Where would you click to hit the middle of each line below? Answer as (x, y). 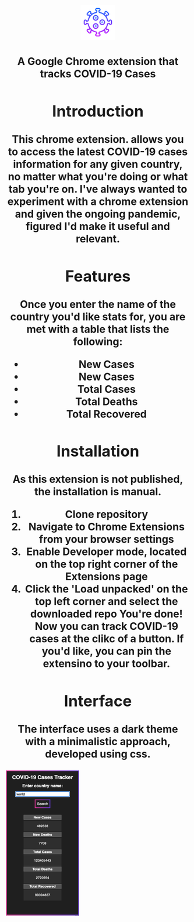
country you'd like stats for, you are (98, 316)
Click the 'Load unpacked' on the (107, 589)
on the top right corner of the (106, 564)
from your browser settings (107, 539)
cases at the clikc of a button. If (106, 639)
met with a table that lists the (98, 329)
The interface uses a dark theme (98, 729)
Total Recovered (106, 414)
